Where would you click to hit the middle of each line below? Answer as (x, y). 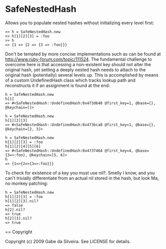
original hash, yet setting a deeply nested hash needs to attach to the (76, 70)
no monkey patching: (27, 183)
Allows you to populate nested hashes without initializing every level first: (80, 23)
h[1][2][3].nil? (22, 201)
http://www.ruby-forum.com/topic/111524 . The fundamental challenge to (79, 59)
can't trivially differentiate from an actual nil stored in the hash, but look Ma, (82, 178)
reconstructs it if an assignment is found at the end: (58, 85)
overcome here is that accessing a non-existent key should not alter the (78, 64)
